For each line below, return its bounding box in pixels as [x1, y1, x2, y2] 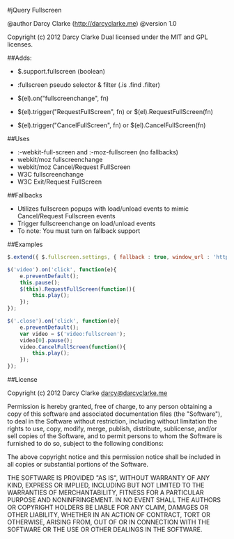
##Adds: [7, 54, 32, 62]
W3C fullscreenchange [17, 170, 84, 178]
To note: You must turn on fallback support [17, 227, 141, 235]
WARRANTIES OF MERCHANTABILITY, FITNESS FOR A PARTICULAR [7, 488, 204, 497]
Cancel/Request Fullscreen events [17, 212, 116, 220]
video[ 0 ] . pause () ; [19, 337, 73, 344]
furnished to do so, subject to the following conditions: [7, 440, 164, 447]
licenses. [7, 40, 33, 48]
